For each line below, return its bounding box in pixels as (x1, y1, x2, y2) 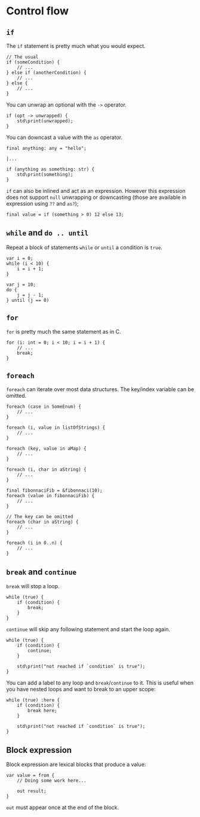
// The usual (6, 54, 39, 60)
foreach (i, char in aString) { (6, 467, 87, 473)
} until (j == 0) (6, 297, 50, 303)
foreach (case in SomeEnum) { (6, 404, 82, 410)
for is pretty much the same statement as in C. (6, 328, 121, 335)
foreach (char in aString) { (6, 519, 79, 525)
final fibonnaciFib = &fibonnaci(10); (6, 488, 103, 494)
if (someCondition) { (6, 59, 60, 65)
